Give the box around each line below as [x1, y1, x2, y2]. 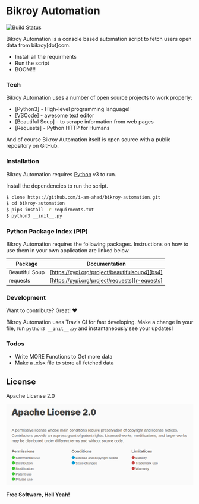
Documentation [86, 260, 126, 267]
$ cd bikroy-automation [6, 201, 65, 207]
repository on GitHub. [6, 142, 59, 150]
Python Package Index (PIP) [6, 227, 88, 235]
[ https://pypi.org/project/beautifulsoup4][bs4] [49, 269, 163, 276]
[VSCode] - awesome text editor [14, 112, 94, 119]
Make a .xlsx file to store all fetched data [14, 359, 114, 366]
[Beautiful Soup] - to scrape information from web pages [14, 118, 154, 125]
